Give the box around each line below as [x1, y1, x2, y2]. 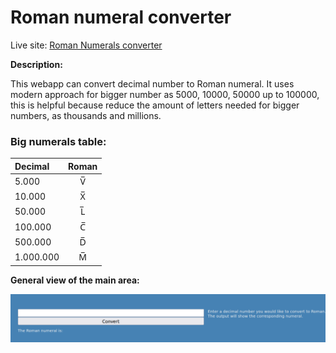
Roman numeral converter [10, 6, 232, 29]
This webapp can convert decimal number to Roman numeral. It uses [10, 77, 295, 90]
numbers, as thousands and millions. [10, 109, 162, 121]
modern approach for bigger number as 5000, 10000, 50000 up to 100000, [10, 88, 320, 100]
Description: [10, 58, 63, 70]
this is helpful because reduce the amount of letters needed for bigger [10, 99, 300, 111]
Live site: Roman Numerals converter [10, 39, 163, 51]
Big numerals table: [10, 134, 107, 148]
